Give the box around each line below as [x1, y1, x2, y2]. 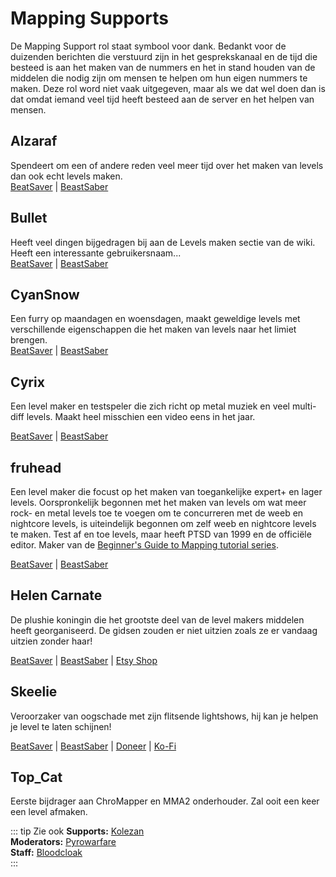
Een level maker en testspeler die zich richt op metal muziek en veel [10, 400, 290, 412]
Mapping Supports [10, 7, 169, 30]
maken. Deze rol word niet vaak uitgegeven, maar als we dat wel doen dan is [10, 82, 326, 94]
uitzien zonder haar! [10, 635, 93, 647]
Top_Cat [10, 769, 63, 786]
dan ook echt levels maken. [10, 170, 123, 182]
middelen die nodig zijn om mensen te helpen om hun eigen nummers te [10, 72, 308, 84]
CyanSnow [10, 286, 80, 303]
